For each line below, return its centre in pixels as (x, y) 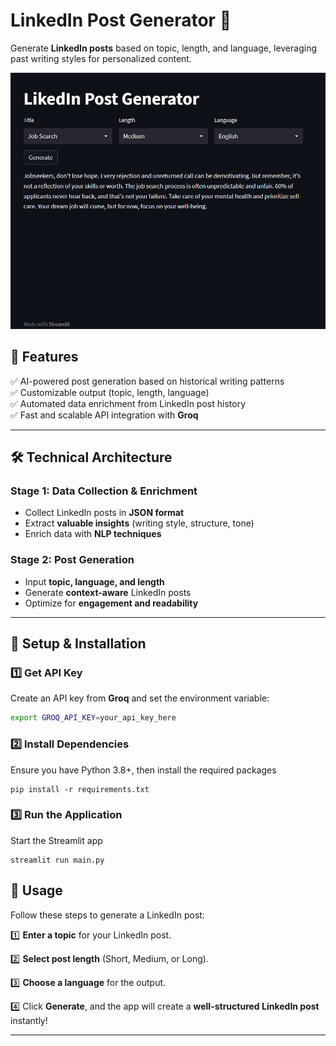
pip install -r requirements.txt (80, 789)
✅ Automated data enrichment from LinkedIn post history (128, 403)
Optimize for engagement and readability (111, 603)
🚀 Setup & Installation (78, 644)
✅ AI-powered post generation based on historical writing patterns (147, 381)
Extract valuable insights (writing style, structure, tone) (139, 523)
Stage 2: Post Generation (72, 560)
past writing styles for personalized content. (101, 58)
